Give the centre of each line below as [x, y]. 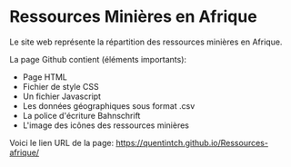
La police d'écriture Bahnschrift [81, 115]
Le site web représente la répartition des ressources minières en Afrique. [146, 42]
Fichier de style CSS [61, 86]
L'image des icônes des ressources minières [105, 125]
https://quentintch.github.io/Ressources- [192, 142]
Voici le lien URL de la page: [62, 142]
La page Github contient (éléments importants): [98, 59]
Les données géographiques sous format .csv [109, 105]
